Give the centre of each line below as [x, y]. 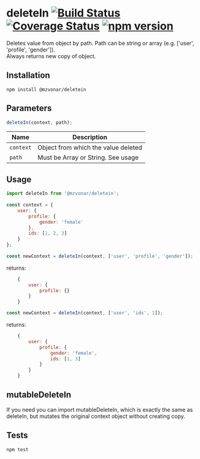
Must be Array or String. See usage [88, 157]
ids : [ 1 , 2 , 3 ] [48, 233]
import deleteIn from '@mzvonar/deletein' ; [63, 194]
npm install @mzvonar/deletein [46, 89]
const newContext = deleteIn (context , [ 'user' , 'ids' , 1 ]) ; [85, 313]
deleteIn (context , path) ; [39, 123]
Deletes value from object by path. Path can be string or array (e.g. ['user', [100, 43]
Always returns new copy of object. [51, 56]
